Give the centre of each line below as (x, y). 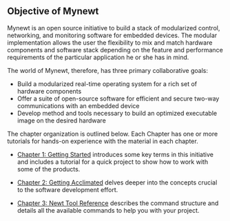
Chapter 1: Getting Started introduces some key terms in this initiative (115, 154)
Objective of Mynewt (53, 11)
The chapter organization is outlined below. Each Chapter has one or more (113, 134)
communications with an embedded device (78, 105)
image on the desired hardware (62, 120)
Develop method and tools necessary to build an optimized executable (117, 113)
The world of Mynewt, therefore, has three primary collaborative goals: (108, 70)
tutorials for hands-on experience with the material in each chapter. (103, 141)
